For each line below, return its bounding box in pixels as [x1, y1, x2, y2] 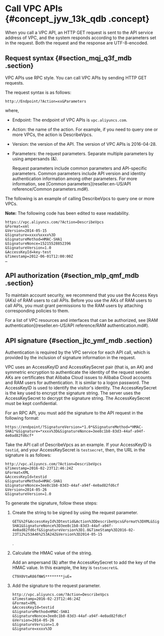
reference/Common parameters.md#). [12, 186, 90, 192]
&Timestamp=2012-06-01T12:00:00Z [5, 254, 73, 259]
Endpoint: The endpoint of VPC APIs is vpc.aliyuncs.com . [12, 117, 128, 123]
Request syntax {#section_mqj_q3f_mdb [5, 54, 132, 63]
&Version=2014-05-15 [5, 228, 47, 233]
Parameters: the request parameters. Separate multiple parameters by [12, 150, 154, 157]
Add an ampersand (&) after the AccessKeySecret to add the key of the [12, 560, 156, 566]
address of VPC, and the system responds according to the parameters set [5, 35, 157, 41]
